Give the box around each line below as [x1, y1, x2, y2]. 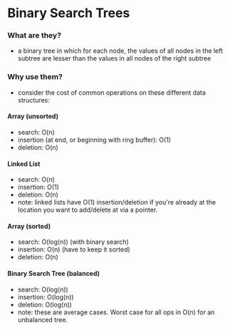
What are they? [7, 31, 62, 41]
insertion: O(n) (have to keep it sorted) [17, 245, 130, 254]
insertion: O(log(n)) [17, 292, 74, 301]
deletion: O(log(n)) [17, 300, 73, 309]
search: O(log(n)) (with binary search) [17, 237, 130, 247]
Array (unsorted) [7, 112, 59, 120]
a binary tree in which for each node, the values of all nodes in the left [17, 46, 223, 55]
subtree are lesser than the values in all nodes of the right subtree [17, 54, 211, 63]
